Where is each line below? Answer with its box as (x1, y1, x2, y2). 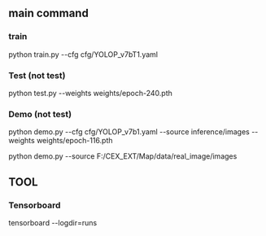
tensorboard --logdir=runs (8, 217, 98, 227)
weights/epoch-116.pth (36, 136, 113, 146)
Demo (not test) (8, 108, 72, 120)
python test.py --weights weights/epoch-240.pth (8, 88, 172, 98)
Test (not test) (8, 69, 66, 81)
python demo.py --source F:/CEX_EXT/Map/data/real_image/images (8, 151, 238, 161)
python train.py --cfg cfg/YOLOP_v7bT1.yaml (8, 49, 159, 59)
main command (8, 7, 89, 20)
